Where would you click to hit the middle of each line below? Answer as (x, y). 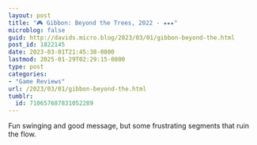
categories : (28, 74)
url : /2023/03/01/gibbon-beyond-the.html (77, 89)
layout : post (30, 15)
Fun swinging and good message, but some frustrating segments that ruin (129, 126)
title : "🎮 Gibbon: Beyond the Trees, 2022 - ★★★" (93, 23)
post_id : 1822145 (37, 45)
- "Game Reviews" (37, 81)
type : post (26, 67)
